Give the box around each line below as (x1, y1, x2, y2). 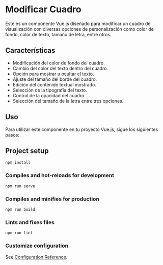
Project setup (5, 146, 49, 155)
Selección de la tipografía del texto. (12, 87, 88, 93)
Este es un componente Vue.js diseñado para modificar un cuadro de (5, 20, 151, 27)
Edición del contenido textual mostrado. (12, 81, 97, 87)
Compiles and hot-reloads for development (5, 172, 115, 179)
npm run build (5, 207, 36, 212)
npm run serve (5, 183, 36, 189)
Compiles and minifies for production (5, 195, 99, 203)
